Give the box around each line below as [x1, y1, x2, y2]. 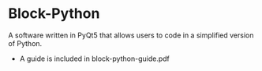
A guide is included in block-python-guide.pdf [19, 54, 170, 63]
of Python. [8, 38, 43, 48]
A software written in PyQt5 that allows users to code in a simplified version [8, 30, 254, 40]
